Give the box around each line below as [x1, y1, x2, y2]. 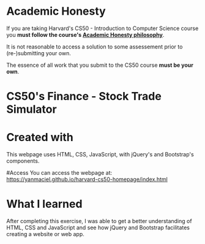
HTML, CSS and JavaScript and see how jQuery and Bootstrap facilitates [6, 224, 190, 231]
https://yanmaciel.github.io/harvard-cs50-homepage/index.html [6, 176, 168, 183]
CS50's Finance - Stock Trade [6, 90, 162, 104]
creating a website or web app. [6, 231, 84, 237]
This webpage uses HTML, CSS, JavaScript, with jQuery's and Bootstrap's [6, 151, 194, 158]
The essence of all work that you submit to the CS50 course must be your [6, 61, 194, 69]
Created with [6, 131, 73, 145]
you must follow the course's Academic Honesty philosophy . [6, 31, 165, 38]
